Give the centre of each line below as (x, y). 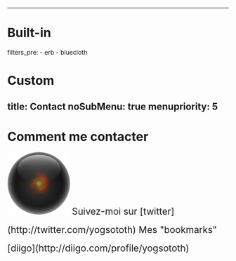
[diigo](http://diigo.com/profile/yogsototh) (98, 249)
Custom (31, 81)
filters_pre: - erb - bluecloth (47, 52)
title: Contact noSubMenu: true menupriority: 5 (113, 106)
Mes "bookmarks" (178, 230)
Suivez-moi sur (104, 212)
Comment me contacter (78, 136)
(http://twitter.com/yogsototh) (72, 230)
